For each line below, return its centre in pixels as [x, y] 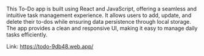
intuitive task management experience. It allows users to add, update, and [99, 15]
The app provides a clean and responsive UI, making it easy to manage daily [102, 28]
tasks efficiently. [27, 35]
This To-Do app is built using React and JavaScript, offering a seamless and [101, 9]
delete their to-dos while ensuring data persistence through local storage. [99, 22]
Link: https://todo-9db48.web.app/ [50, 46]
